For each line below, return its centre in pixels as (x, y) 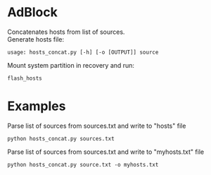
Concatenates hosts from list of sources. (66, 32)
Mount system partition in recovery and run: (71, 65)
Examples (37, 106)
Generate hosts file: (36, 39)
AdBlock (32, 12)
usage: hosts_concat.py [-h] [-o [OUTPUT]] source (83, 52)
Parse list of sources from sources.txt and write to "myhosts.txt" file (106, 152)
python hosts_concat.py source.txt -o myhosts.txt (83, 164)
